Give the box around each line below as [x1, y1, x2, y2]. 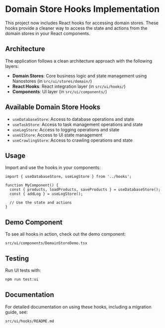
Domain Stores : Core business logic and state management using [12, 73, 147, 79]
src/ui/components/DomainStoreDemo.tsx [5, 241, 88, 246]
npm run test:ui [5, 277, 39, 282]
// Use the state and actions [9, 200, 72, 205]
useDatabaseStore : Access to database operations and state [12, 116, 134, 122]
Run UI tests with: [5, 268, 41, 273]
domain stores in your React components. [5, 30, 91, 36]
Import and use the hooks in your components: [5, 164, 101, 170]
